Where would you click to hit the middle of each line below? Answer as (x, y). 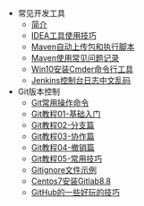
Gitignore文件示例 (64, 170)
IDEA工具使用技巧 (64, 35)
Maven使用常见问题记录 (75, 58)
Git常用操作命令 (60, 103)
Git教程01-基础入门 (66, 114)
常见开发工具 (41, 13)
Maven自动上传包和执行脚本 (83, 47)
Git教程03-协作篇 (63, 136)
